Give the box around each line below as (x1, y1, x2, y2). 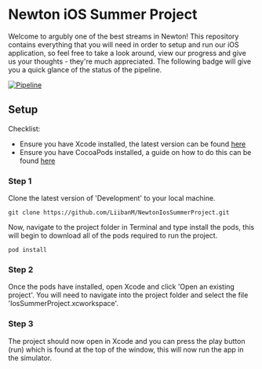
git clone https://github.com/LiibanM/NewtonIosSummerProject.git (8, 208, 230, 217)
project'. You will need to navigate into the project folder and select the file (8, 290, 249, 300)
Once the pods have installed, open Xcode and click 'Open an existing (8, 282, 235, 292)
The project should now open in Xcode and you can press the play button (8, 336, 246, 345)
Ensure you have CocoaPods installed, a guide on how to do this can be (19, 147, 252, 157)
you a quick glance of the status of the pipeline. (8, 65, 162, 74)
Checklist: (8, 124, 41, 133)
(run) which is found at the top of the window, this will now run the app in (8, 345, 244, 354)
